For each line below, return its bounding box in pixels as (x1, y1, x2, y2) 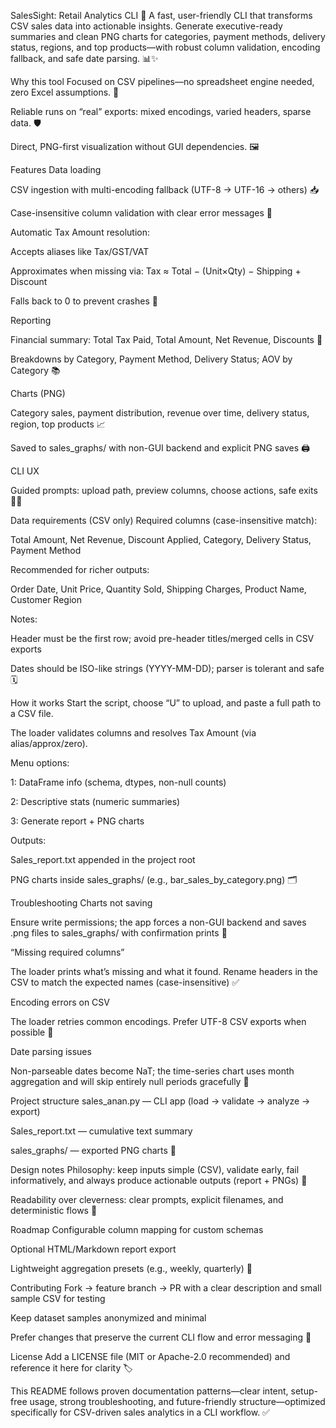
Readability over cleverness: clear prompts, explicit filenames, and (10, 1194, 284, 1205)
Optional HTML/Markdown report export (10, 1243, 177, 1255)
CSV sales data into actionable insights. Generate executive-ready (10, 20, 283, 32)
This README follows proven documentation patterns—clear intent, (10, 1385, 289, 1397)
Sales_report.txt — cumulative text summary (10, 1125, 193, 1137)
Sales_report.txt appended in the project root (10, 854, 196, 865)
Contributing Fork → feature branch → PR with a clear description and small (10, 1282, 322, 1294)
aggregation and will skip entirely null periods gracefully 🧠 (10, 1076, 250, 1087)
